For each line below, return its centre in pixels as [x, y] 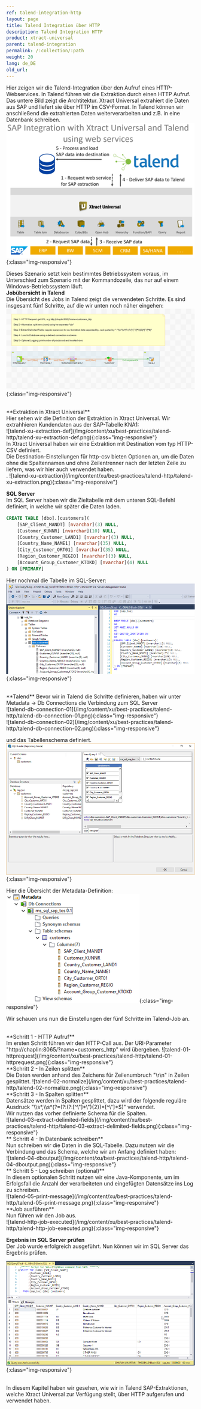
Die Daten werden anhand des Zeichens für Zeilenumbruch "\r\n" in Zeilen [98, 1075]
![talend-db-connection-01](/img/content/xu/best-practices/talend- [89, 709]
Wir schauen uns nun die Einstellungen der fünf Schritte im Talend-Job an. [98, 1018]
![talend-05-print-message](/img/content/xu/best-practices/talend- [89, 1196]
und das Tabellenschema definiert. [49, 740]
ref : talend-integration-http [44, 13]
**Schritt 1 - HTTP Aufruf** [40, 1036]
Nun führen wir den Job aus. [41, 1215]
